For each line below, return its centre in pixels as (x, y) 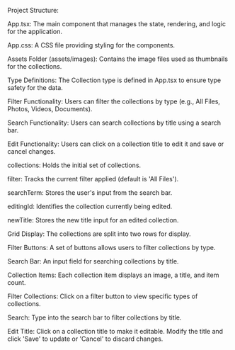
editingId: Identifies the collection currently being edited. (90, 206)
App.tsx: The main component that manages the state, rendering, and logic (117, 24)
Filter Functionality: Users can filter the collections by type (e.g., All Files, (114, 101)
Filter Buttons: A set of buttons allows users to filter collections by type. (111, 248)
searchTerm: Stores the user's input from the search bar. (90, 193)
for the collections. (35, 66)
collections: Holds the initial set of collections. (74, 165)
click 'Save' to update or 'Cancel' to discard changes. (85, 339)
